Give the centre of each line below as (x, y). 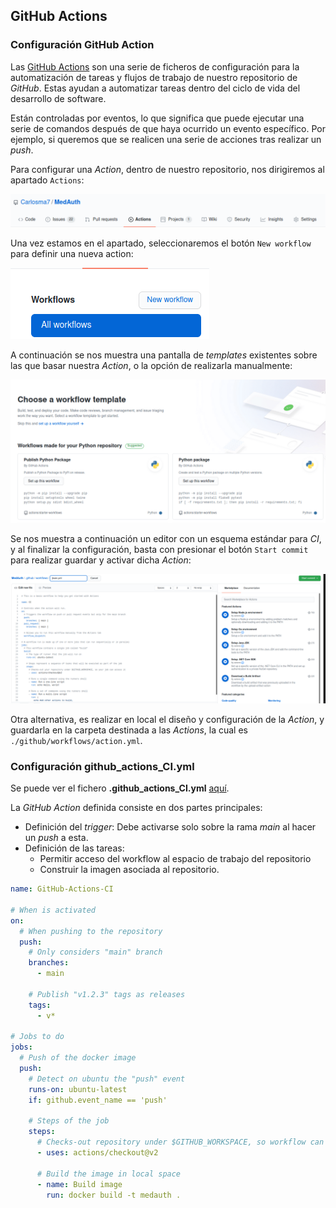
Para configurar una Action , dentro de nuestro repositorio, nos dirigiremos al (167, 169)
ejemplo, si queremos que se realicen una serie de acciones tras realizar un (166, 139)
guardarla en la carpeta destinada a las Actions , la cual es (129, 730)
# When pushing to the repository (91, 931)
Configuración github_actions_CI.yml (102, 766)
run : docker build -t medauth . (114, 1195)
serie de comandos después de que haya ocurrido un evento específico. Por (168, 128)
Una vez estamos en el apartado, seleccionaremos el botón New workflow (161, 243)
